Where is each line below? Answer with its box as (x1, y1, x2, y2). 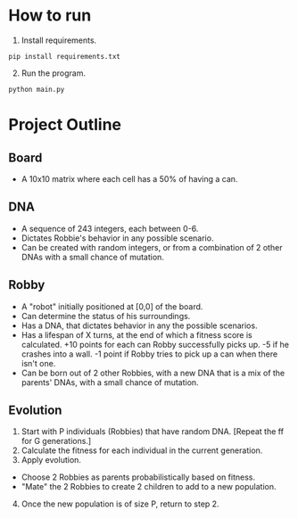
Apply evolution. (21, 455, 82, 465)
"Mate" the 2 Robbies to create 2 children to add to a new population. (21, 481, 277, 492)
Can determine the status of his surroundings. (21, 310, 191, 321)
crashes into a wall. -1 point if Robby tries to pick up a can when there (21, 349, 278, 359)
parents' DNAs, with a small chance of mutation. (21, 376, 199, 388)
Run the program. (21, 68, 87, 78)
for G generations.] (21, 436, 92, 447)
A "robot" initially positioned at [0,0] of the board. (21, 300, 203, 312)
